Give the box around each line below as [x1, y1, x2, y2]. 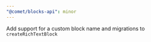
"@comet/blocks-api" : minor [6, 8, 77, 15]
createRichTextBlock [6, 31, 58, 37]
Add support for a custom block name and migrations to [6, 25, 146, 32]
